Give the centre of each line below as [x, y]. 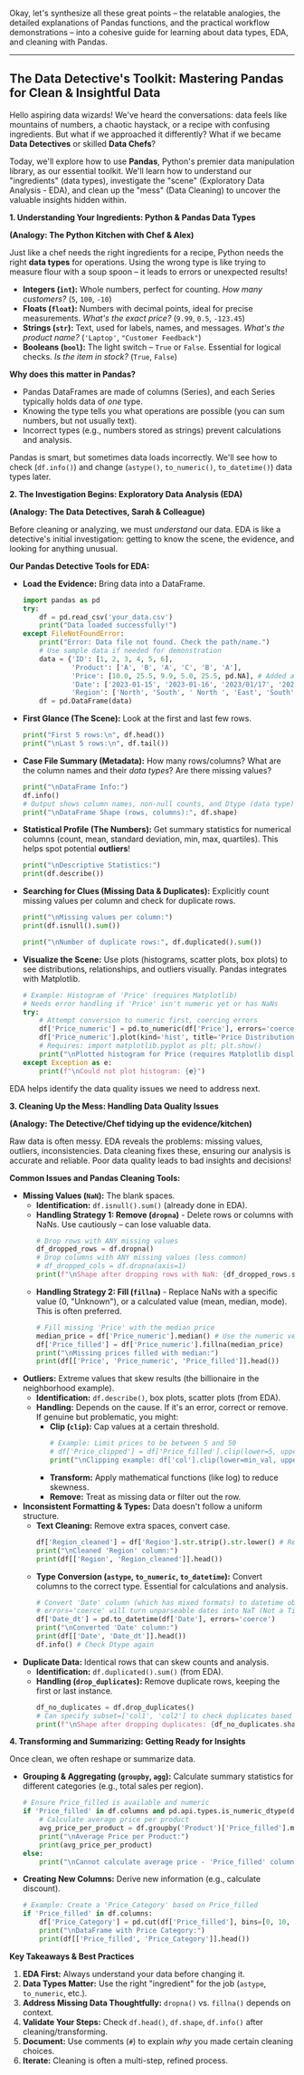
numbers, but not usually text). [80, 420]
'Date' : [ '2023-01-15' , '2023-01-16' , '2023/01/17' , [172, 684]
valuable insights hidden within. [68, 199]
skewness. [69, 1487]
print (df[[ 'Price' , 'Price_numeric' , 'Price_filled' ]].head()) [158, 1361]
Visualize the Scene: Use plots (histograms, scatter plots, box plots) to [155, 959]
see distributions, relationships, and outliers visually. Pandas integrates [155, 969]
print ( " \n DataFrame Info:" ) [75, 787]
